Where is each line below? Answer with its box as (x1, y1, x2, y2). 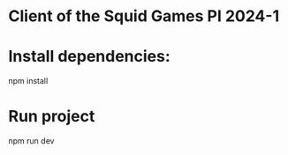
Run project (8, 107, 95, 127)
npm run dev (8, 136, 55, 146)
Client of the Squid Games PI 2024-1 (8, 6, 280, 26)
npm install (8, 76, 49, 86)
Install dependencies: (8, 47, 171, 67)
